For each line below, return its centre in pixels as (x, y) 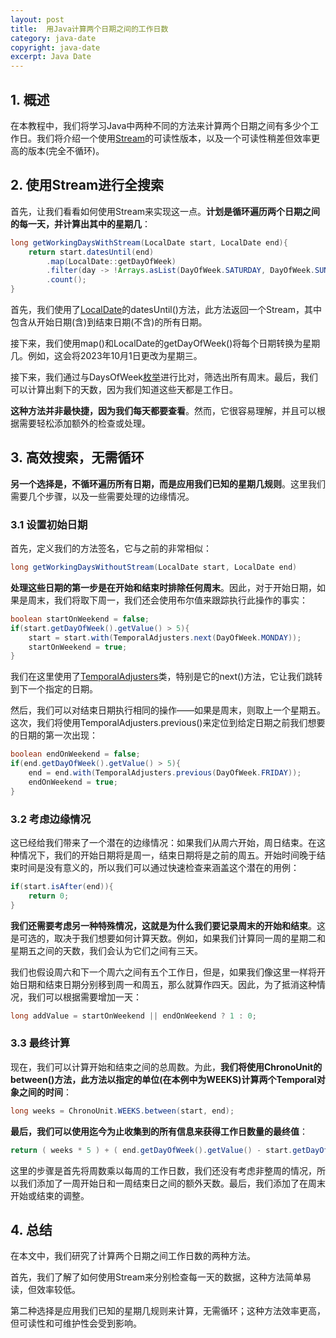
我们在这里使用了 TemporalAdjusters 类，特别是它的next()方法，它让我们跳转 (166, 677)
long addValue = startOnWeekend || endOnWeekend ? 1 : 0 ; (133, 1016)
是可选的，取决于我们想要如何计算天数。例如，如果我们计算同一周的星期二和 (168, 938)
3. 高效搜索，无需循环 (77, 457)
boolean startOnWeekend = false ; (80, 619)
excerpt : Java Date (51, 57)
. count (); (66, 280)
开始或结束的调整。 (50, 1195)
